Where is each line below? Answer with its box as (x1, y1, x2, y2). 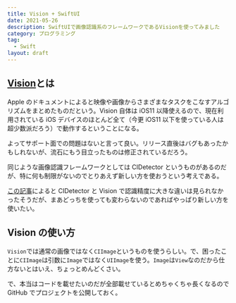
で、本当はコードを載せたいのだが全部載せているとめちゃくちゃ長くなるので (7, 279, 230, 287)
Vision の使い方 (7, 227, 75, 239)
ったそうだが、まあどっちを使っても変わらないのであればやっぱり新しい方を (7, 195, 229, 204)
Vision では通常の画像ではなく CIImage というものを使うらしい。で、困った (7, 247, 221, 255)
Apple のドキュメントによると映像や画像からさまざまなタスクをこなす (7, 97, 211, 106)
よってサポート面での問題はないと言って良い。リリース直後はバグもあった (7, 139, 223, 147)
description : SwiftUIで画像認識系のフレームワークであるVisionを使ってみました (7, 23, 221, 30)
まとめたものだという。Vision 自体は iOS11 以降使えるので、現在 (31, 106, 218, 115)
